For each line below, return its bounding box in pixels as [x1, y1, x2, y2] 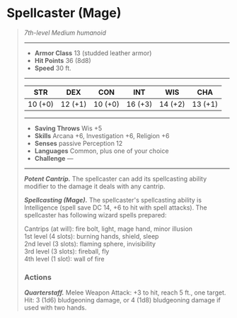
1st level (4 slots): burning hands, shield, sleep [23, 232, 159, 240]
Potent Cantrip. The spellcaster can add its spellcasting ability [23, 174, 207, 183]
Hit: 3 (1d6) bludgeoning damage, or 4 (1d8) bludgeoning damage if [23, 296, 221, 305]
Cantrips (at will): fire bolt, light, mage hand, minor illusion [23, 225, 192, 233]
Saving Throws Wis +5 [34, 124, 103, 132]
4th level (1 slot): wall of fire [23, 254, 105, 263]
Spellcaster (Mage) [6, 5, 122, 21]
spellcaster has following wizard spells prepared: [23, 210, 167, 219]
